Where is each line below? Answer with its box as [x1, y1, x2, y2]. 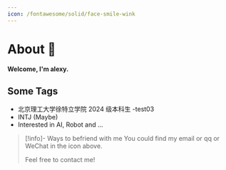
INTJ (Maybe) [17, 113, 58, 122]
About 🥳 [7, 41, 56, 57]
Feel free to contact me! [24, 156, 96, 164]
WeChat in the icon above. [24, 142, 103, 150]
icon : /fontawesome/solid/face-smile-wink [7, 10, 135, 18]
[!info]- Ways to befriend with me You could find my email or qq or [24, 134, 220, 143]
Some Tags [7, 85, 58, 97]
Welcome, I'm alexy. [7, 65, 69, 73]
